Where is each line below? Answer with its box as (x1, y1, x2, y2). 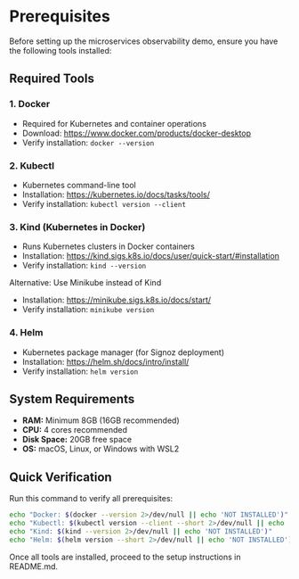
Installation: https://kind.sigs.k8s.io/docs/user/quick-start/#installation (21, 251, 280, 261)
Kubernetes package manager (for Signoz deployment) (21, 346, 225, 358)
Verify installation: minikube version (21, 304, 155, 315)
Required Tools (9, 71, 95, 87)
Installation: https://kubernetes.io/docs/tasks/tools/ (21, 189, 211, 200)
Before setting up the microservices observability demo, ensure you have (9, 36, 279, 46)
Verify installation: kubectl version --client (21, 198, 187, 209)
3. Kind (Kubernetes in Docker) (9, 220, 146, 233)
